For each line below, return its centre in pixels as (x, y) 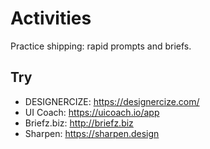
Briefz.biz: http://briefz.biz (79, 123)
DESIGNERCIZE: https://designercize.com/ (112, 101)
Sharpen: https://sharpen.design (92, 133)
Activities (51, 18)
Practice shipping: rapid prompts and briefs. (101, 46)
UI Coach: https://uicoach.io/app (92, 112)
